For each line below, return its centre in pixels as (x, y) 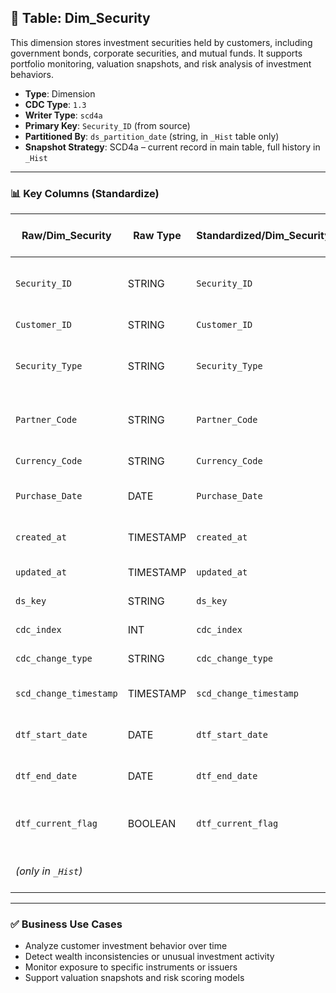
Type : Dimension (60, 93)
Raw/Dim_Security (66, 236)
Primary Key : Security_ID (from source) (107, 125)
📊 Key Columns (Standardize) (85, 193)
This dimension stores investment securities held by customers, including (161, 42)
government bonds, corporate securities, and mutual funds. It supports (156, 53)
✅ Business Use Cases (66, 924)
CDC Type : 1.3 (55, 104)
